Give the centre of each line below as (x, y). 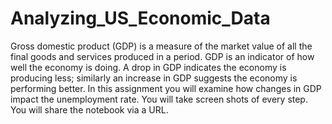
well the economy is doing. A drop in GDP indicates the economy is (148, 67)
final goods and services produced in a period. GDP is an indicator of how (162, 56)
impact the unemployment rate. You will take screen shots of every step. (159, 99)
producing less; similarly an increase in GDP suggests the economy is (154, 78)
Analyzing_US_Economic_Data (140, 18)
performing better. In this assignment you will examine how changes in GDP (166, 88)
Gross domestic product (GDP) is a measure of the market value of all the (161, 46)
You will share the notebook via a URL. (89, 109)
